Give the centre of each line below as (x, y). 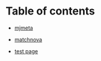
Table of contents (50, 11)
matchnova (28, 39)
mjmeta (24, 28)
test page (26, 51)
